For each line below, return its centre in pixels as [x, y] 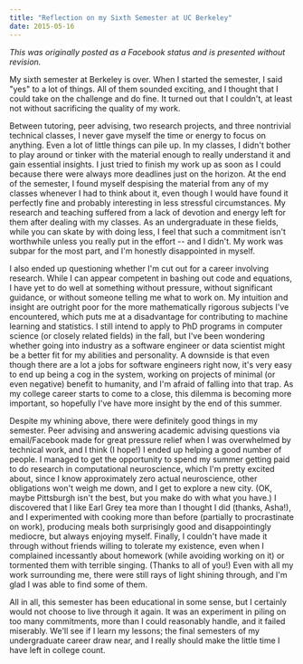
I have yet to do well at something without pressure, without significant [141, 287]
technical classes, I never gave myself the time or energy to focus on [138, 135]
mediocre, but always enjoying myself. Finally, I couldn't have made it [138, 536]
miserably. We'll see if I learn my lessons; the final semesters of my [135, 630]
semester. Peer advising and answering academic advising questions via [145, 430]
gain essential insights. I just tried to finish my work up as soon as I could [146, 164]
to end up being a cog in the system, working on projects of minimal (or [142, 374]
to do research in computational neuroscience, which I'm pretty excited [142, 468]
